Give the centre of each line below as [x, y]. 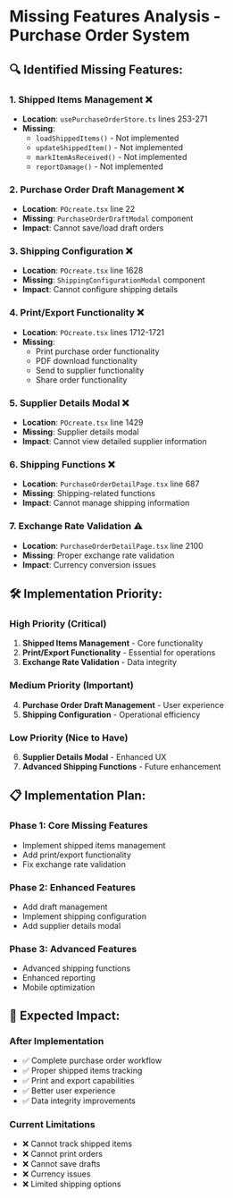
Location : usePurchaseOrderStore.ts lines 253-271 [115, 119]
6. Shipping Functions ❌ [62, 464]
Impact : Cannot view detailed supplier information [114, 442]
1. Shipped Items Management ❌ [81, 99]
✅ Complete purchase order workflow [92, 1060]
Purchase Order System [100, 35]
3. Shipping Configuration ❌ [71, 251]
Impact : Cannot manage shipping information [106, 503]
